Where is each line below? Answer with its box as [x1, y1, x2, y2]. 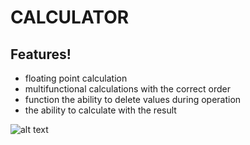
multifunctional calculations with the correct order [24, 83, 231, 95]
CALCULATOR [10, 6, 130, 29]
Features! [10, 46, 72, 63]
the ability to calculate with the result [24, 104, 177, 116]
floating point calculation [24, 72, 128, 84]
